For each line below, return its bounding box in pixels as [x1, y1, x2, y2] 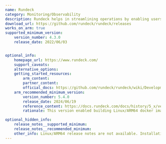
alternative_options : [14, 67, 58, 72]
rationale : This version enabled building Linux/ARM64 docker [23, 108, 154, 113]
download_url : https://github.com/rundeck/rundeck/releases [5, 21, 132, 26]
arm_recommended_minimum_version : [14, 90, 85, 95]
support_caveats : [14, 62, 50, 67]
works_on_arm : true [5, 26, 45, 31]
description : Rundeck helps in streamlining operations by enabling [5, 16, 149, 21]
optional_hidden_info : [5, 117, 52, 122]
